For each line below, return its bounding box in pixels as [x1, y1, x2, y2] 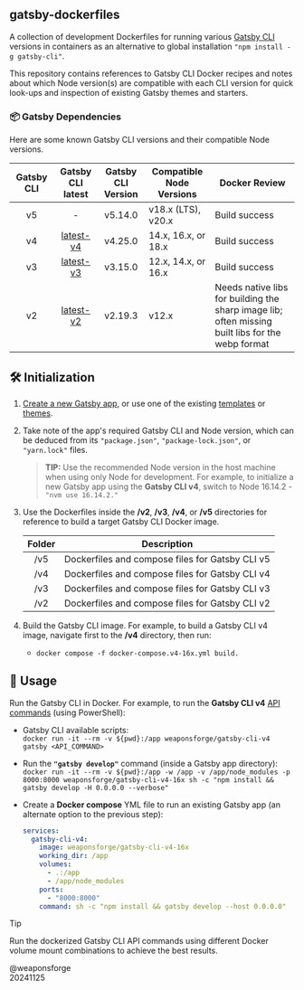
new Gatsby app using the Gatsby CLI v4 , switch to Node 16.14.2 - [44, 481, 292, 492]
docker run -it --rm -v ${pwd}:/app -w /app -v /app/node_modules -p [22, 768, 291, 777]
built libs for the [214, 326, 281, 339]
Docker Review [219, 176, 286, 189]
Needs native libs [214, 281, 289, 294]
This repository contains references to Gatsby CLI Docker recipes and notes [9, 68, 293, 79]
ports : [39, 885, 64, 894]
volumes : [39, 860, 72, 869]
